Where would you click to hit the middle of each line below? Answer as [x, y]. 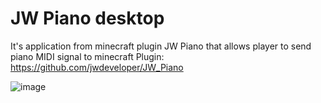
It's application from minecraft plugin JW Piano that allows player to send [161, 46]
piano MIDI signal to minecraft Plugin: [87, 56]
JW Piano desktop [87, 18]
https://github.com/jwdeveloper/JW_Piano [97, 67]
